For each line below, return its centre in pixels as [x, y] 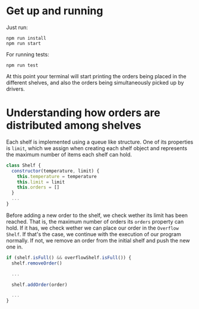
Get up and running [55, 11]
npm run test [22, 65]
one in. [15, 247]
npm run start [24, 43]
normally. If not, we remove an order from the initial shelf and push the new [98, 240]
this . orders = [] [38, 187]
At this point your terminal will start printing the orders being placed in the [96, 76]
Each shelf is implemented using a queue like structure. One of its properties [100, 142]
